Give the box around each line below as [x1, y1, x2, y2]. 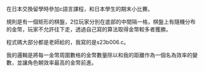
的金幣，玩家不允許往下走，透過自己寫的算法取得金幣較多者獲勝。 [6, 26, 171, 33]
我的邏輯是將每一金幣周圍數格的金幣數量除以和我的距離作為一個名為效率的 [6, 51, 192, 59]
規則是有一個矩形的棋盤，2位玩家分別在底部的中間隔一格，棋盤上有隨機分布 [6, 18, 196, 25]
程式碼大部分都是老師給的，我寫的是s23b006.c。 [6, 39, 129, 45]
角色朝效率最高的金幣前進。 [27, 59, 97, 66]
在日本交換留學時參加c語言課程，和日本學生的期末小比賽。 [6, 5, 153, 12]
